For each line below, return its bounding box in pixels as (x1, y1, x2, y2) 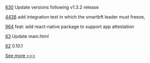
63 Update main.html (5, 33, 49, 39)
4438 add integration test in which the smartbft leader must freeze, (5, 14, 145, 19)
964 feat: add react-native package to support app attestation (5, 23, 134, 29)
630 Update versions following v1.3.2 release (5, 4, 99, 10)
